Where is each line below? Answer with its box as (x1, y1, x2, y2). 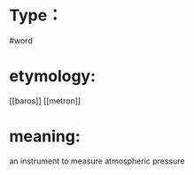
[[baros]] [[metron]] (9, 95, 81, 106)
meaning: (9, 126, 81, 147)
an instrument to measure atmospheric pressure (9, 156, 185, 166)
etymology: (9, 66, 96, 87)
